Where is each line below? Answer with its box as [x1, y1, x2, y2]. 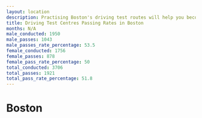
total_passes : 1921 [6, 70, 55, 76]
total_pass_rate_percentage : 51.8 [6, 75, 93, 81]
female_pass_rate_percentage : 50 [6, 59, 90, 65]
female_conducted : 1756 [6, 48, 66, 54]
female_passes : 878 [6, 53, 55, 59]
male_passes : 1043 [6, 37, 52, 43]
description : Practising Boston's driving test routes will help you [6, 14, 185, 20]
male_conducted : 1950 [6, 31, 61, 37]
